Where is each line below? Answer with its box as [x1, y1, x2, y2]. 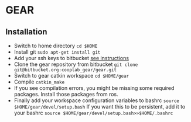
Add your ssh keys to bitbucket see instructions [13, 55, 129, 61]
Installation [5, 27, 47, 37]
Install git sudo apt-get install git [13, 48, 101, 55]
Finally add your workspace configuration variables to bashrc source [13, 97, 180, 104]
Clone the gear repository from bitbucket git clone [13, 61, 138, 68]
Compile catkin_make [13, 78, 65, 85]
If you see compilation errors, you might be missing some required [13, 85, 175, 91]
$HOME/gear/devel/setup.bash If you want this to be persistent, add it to [13, 103, 186, 110]
